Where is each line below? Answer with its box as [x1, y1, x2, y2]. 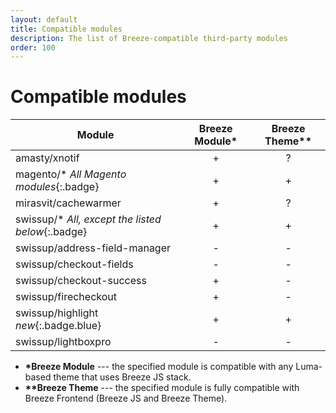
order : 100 [10, 42, 56, 53]
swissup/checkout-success [15, 274, 147, 288]
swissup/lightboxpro [15, 335, 112, 349]
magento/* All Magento [15, 167, 127, 181]
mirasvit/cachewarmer [15, 196, 122, 210]
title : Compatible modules [10, 24, 123, 34]
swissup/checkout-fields [15, 257, 134, 271]
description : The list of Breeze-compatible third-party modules [10, 33, 288, 43]
